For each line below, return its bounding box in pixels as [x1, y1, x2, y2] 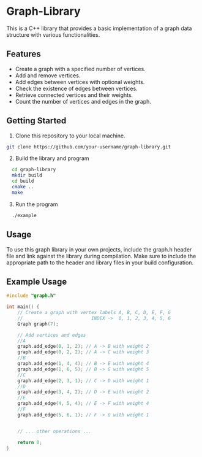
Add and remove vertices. [15, 72, 81, 79]
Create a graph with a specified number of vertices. [15, 65, 146, 72]
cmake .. [12, 184, 34, 190]
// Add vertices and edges [17, 332, 86, 338]
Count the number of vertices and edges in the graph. [15, 98, 152, 105]
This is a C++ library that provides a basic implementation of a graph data [6, 25, 192, 32]
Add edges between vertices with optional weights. [15, 78, 145, 85]
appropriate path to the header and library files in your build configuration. [6, 259, 194, 266]
